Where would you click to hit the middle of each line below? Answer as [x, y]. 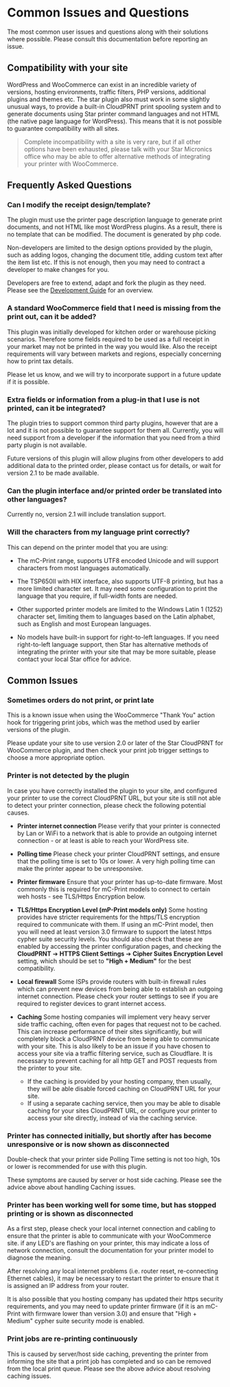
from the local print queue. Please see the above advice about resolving [109, 1368]
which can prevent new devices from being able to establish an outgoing [120, 989]
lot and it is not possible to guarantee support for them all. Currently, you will [115, 431]
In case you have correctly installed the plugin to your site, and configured [112, 791]
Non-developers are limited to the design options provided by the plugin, [110, 248]
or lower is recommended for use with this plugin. [77, 1166]
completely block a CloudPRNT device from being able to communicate [118, 1039]
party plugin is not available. [47, 445]
